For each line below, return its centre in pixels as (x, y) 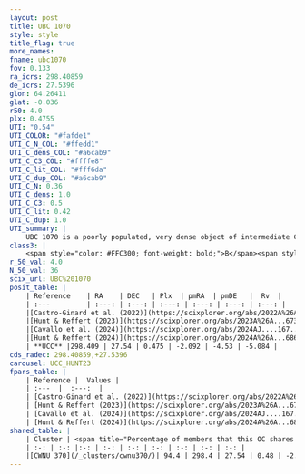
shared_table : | (40, 430)
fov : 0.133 (30, 69)
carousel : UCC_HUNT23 (50, 363)
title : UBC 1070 (40, 26)
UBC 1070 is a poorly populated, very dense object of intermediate (158, 237)
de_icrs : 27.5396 (42, 85)
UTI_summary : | (38, 228)
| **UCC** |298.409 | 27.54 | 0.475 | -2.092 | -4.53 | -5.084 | (152, 346)
